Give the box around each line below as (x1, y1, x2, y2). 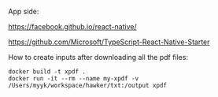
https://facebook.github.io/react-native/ (8, 22, 137, 31)
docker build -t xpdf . (8, 68, 87, 76)
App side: (8, 7, 39, 16)
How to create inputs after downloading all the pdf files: (8, 53, 189, 62)
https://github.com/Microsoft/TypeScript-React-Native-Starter (8, 37, 210, 47)
